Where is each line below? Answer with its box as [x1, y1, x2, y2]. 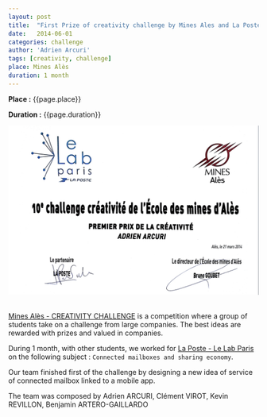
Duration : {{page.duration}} [8, 110, 102, 119]
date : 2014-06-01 [8, 29, 73, 37]
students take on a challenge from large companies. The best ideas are [8, 319, 242, 329]
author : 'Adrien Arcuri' [8, 46, 91, 55]
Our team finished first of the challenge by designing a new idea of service [8, 367, 253, 376]
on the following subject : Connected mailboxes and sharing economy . [8, 352, 234, 361]
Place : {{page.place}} [8, 94, 82, 103]
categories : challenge [8, 38, 83, 46]
